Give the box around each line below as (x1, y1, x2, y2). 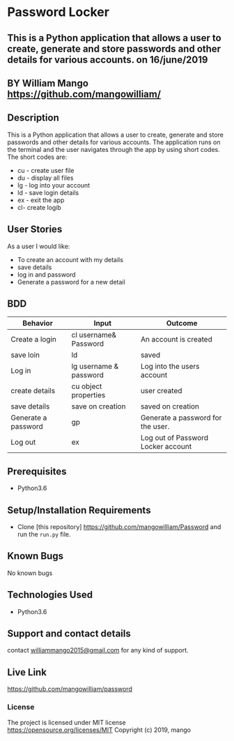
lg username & (71, 362, 119, 372)
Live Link (7, 666, 47, 678)
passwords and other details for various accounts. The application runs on (7, 137, 221, 146)
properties (71, 390, 106, 400)
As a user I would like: (7, 242, 70, 250)
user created (140, 386, 182, 396)
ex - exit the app (17, 196, 65, 204)
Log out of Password (140, 433, 209, 443)
